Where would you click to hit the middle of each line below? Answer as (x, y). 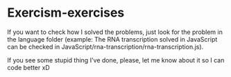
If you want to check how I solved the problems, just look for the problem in (115, 32)
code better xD (28, 67)
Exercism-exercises (66, 13)
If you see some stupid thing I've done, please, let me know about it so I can (116, 60)
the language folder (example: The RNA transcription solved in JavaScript (112, 39)
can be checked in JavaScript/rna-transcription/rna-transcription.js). (105, 46)
